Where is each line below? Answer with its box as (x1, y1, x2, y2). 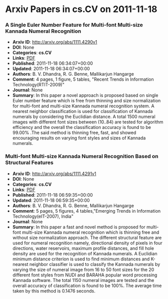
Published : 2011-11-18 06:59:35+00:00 (12, 192, 93, 198)
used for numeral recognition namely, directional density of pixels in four (12, 240, 163, 246)
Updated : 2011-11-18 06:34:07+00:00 (12, 66, 90, 72)
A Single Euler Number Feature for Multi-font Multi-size (5, 22, 143, 29)
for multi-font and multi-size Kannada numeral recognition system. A (12, 103, 154, 109)
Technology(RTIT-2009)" (12, 82, 65, 88)
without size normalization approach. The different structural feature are (12, 234, 162, 240)
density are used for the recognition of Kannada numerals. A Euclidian (12, 250, 157, 256)
